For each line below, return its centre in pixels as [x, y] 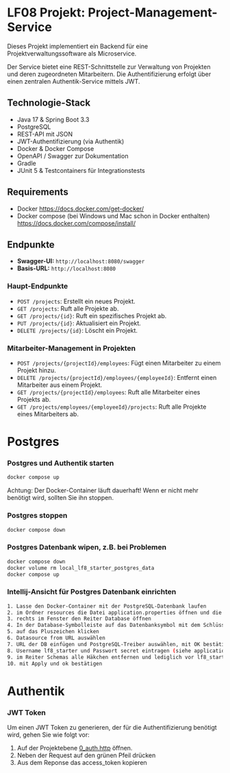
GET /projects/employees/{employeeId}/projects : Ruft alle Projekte [112, 407]
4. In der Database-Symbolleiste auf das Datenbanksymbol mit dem [104, 626]
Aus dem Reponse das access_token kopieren [82, 762]
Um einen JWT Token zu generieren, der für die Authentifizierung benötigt [112, 727]
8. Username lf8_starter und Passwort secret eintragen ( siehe [99, 651]
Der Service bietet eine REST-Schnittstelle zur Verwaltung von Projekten [109, 67]
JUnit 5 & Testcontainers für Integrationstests [81, 170]
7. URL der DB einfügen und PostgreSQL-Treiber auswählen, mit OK [104, 644]
